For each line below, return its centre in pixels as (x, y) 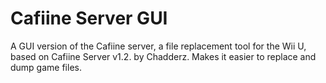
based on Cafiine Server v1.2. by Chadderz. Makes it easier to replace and (163, 56)
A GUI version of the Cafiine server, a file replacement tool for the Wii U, (158, 46)
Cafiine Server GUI (89, 18)
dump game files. (46, 67)
